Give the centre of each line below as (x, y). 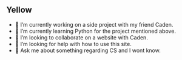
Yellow (19, 10)
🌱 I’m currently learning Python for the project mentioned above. (96, 31)
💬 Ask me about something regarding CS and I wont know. (88, 50)
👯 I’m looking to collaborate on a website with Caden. (82, 37)
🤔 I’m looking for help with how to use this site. (73, 44)
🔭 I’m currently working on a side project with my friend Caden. (94, 24)
